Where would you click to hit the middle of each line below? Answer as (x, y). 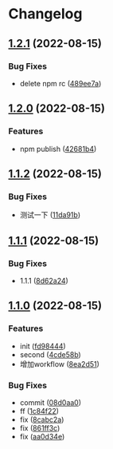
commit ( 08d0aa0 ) (51, 402)
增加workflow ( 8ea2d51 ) (59, 364)
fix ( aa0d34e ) (42, 436)
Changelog (45, 14)
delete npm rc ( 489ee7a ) (60, 83)
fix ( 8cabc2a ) (42, 419)
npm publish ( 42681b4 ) (58, 149)
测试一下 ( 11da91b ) (50, 215)
